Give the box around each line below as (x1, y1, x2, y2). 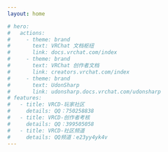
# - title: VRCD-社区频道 (7, 127, 85, 134)
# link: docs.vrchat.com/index (7, 49, 118, 56)
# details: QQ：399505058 (7, 120, 94, 127)
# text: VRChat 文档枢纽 (7, 43, 94, 50)
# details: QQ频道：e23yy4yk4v (7, 134, 108, 141)
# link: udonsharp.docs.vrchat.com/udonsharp (7, 88, 161, 95)
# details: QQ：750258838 (7, 108, 94, 115)
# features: (7, 95, 42, 102)
